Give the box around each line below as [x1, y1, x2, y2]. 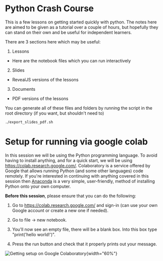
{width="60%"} [86, 250, 118, 256]
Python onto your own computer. [5, 183, 71, 189]
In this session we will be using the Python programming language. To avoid [5, 152, 157, 158]
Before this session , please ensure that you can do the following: [5, 193, 136, 199]
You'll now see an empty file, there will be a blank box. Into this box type [12, 226, 157, 232]
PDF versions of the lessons [12, 96, 69, 101]
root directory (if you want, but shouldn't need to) [5, 110, 105, 116]
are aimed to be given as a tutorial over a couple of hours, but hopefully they [5, 24, 159, 30]
